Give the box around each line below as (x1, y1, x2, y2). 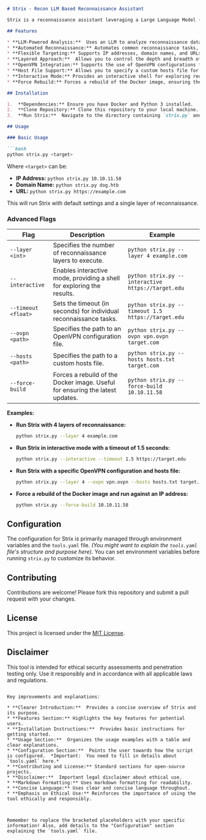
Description (70, 230, 105, 239)
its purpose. (7, 709, 40, 716)
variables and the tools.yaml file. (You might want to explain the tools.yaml (7, 542, 197, 549)
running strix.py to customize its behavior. (7, 555, 116, 562)
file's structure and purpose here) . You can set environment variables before (7, 548, 200, 555)
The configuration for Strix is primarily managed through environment (7, 535, 182, 542)
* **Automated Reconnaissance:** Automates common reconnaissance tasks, (7, 45, 199, 51)
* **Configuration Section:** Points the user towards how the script (7, 747, 193, 753)
